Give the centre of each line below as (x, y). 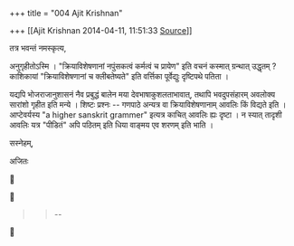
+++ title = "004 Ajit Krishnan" (66, 13)
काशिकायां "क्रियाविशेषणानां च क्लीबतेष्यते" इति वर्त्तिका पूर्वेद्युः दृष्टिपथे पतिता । (119, 76)
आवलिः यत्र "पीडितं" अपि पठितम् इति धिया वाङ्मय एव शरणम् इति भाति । (112, 125)
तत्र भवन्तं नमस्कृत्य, (38, 48)
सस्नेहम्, (22, 143)
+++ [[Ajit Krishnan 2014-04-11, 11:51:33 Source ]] (101, 30)
